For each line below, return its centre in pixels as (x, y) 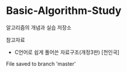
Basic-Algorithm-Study (64, 11)
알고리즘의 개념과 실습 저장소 (39, 27)
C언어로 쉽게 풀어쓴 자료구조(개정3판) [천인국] (67, 52)
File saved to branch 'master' (41, 64)
